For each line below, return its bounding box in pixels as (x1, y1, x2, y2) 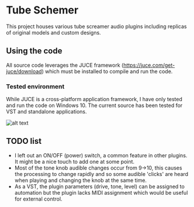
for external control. (14, 195, 63, 202)
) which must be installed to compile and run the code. (41, 68, 173, 75)
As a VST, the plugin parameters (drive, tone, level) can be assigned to (14, 182, 185, 190)
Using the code (6, 46, 63, 56)
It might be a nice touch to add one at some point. (14, 158, 135, 165)
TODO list (6, 136, 42, 146)
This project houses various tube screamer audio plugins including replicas (6, 23, 187, 30)
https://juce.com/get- (123, 61, 175, 68)
